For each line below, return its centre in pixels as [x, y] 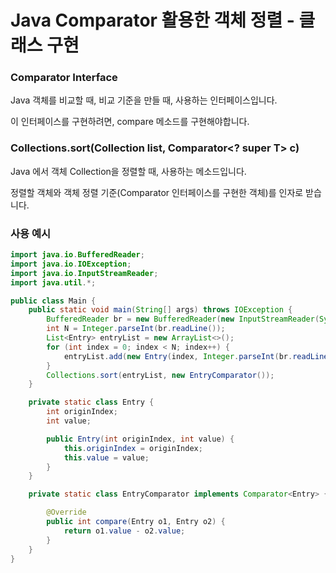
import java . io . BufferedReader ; [77, 255]
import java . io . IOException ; [71, 264]
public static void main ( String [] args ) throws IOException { [160, 310]
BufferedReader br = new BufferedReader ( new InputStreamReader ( [183, 319]
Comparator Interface [64, 78]
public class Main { [53, 301]
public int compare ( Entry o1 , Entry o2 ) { [136, 522]
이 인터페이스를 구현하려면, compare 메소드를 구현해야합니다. [130, 122]
